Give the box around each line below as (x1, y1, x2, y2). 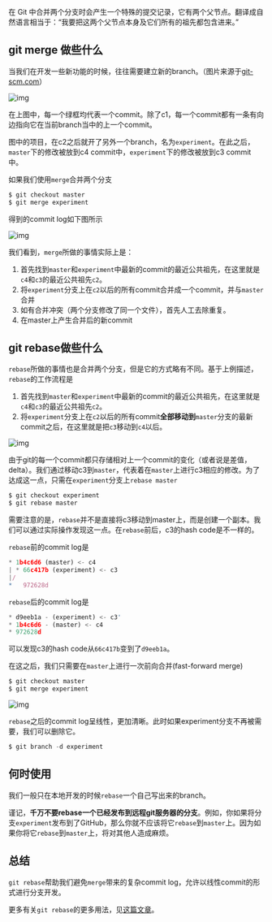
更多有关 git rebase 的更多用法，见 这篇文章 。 (8, 904, 159, 914)
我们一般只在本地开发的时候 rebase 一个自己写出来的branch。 (8, 790, 211, 800)
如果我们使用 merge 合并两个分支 (8, 174, 112, 184)
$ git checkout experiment (8, 491, 100, 500)
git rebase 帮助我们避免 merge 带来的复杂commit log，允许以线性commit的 (8, 877, 253, 887)
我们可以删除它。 (22, 726, 80, 736)
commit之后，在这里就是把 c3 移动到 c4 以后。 (19, 422, 167, 432)
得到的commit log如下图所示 (8, 214, 103, 223)
